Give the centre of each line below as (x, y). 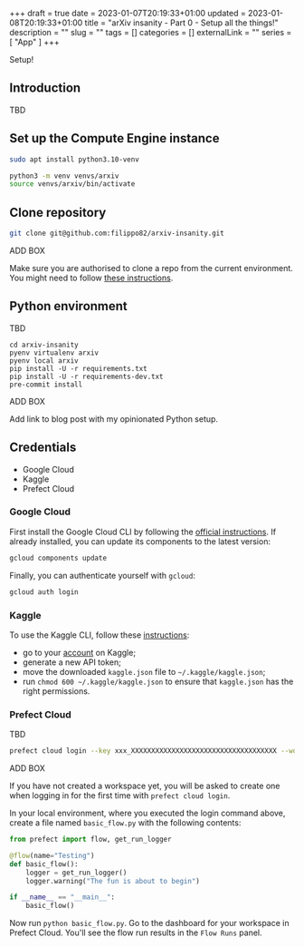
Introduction (45, 88)
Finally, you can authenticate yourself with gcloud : (103, 575)
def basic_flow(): (44, 864)
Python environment (69, 306)
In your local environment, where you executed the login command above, (147, 813)
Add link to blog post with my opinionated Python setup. (114, 419)
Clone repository (58, 212)
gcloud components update (58, 558)
